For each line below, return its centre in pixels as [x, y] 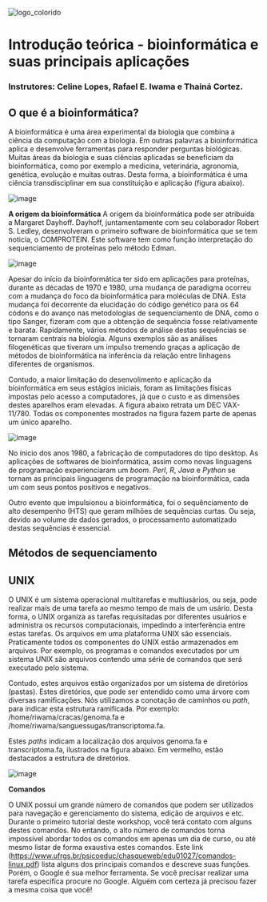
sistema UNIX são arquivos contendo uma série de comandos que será [125, 659]
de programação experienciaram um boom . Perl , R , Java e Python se [122, 470]
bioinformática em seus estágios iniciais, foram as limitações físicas [120, 387]
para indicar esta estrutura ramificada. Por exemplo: [94, 709]
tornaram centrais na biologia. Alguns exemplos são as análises [113, 338]
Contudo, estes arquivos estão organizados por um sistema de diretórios [128, 684]
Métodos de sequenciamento [83, 553]
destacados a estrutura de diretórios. [69, 758]
